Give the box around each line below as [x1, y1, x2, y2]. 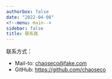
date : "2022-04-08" [6, 14, 55, 20]
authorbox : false [6, 8, 49, 15]
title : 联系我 [6, 31, 39, 37]
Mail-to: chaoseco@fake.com [14, 60, 87, 67]
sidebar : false [6, 25, 44, 31]
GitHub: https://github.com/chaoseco [14, 66, 106, 73]
